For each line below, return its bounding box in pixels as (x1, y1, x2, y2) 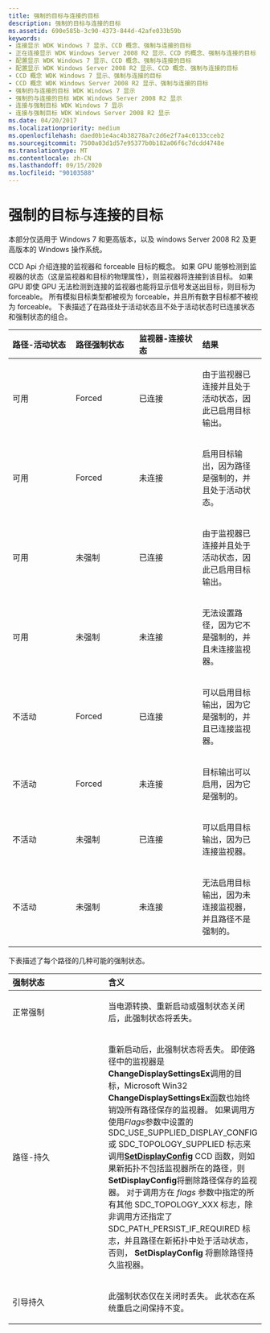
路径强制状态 (76, 339, 125, 350)
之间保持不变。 (132, 1302, 189, 1314)
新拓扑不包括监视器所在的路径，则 (116, 1162, 245, 1174)
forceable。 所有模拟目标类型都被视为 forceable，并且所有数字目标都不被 (8, 292, 252, 301)
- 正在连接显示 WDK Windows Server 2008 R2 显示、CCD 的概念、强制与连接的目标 (8, 49, 257, 57)
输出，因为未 (202, 889, 252, 900)
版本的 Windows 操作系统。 (14, 244, 107, 254)
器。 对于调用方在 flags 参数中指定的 (108, 1186, 247, 1198)
